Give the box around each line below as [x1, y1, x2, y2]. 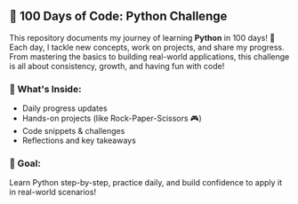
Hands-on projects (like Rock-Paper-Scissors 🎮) [21, 113, 202, 124]
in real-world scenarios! [9, 187, 96, 198]
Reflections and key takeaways [21, 135, 136, 146]
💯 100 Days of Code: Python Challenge [9, 9, 228, 24]
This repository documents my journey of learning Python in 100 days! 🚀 [9, 32, 276, 43]
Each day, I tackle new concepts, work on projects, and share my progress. [9, 42, 285, 52]
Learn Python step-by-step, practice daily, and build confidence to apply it [9, 177, 283, 188]
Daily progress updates [21, 103, 109, 114]
